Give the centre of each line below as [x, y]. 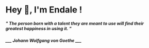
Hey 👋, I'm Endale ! [44, 10]
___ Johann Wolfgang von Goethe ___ [44, 41]
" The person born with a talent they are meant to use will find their [75, 23]
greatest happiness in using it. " [39, 28]
